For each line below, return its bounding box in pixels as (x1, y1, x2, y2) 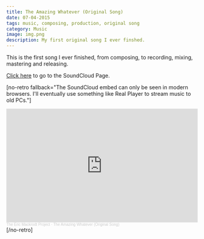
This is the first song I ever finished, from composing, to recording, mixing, (6, 54, 193, 61)
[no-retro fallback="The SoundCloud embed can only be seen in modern (6, 84, 188, 91)
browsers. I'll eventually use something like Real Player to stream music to (6, 90, 191, 97)
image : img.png (6, 32, 45, 38)
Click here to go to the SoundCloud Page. (6, 72, 110, 79)
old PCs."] (6, 96, 32, 104)
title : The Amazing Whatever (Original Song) (6, 8, 123, 15)
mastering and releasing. (6, 60, 69, 67)
